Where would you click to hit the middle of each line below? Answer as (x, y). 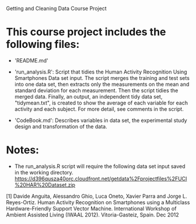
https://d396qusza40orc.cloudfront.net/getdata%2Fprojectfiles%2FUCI (101, 178)
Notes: (23, 150)
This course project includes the (86, 32)
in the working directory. (44, 172)
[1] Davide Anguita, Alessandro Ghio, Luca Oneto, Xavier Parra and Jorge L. (97, 196)
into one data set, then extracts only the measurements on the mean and (102, 84)
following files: (43, 45)
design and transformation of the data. (61, 126)
